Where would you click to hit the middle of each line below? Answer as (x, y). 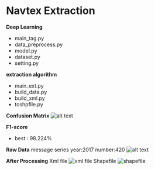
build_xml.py (30, 98)
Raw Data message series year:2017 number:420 (66, 150)
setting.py (27, 63)
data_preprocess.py (39, 44)
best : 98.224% (33, 138)
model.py (26, 50)
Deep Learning (24, 27)
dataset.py (27, 57)
